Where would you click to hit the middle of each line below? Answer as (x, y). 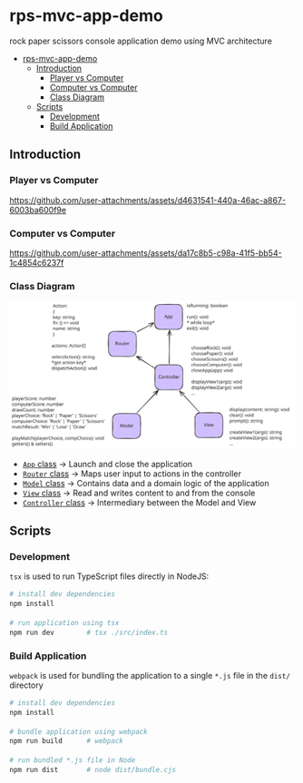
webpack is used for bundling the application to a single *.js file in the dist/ (150, 675)
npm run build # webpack (67, 741)
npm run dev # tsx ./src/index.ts (89, 632)
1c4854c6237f (37, 262)
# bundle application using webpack (78, 731)
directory (26, 685)
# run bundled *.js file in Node (73, 760)
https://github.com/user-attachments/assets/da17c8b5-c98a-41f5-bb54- (146, 253)
